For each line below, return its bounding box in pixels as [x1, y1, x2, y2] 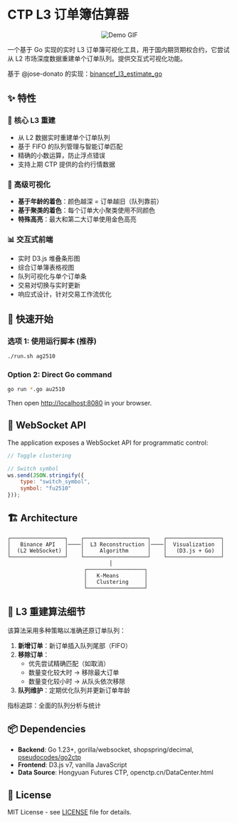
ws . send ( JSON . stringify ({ [7, 472, 84, 479]
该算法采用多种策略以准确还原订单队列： [7, 626, 126, 635]
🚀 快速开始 [7, 313, 53, 325]
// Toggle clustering [7, 452, 72, 459]
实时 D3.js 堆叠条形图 [17, 254, 80, 263]
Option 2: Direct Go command [7, 369, 112, 379]
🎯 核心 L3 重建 [7, 116, 56, 126]
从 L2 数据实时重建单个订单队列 [17, 133, 110, 141]
